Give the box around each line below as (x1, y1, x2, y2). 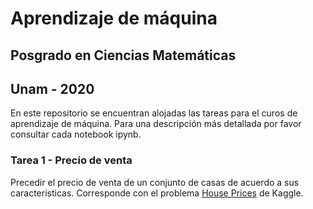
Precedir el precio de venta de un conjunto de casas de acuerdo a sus (10, 176, 300, 188)
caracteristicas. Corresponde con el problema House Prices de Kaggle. (10, 187, 304, 199)
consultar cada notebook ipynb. (10, 128, 142, 141)
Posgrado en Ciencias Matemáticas (10, 47, 237, 64)
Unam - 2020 (10, 80, 95, 97)
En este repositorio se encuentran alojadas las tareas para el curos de (10, 107, 298, 119)
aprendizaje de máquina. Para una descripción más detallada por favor (10, 118, 302, 130)
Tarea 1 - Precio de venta (10, 153, 133, 167)
